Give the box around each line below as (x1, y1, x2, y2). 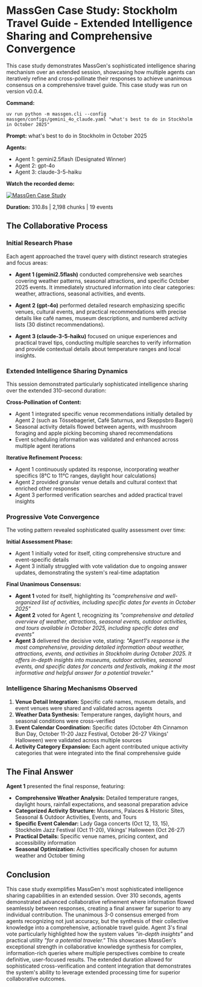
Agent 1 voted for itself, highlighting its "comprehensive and (14, 592, 165, 600)
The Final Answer (6, 766, 74, 777)
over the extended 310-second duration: (6, 386, 107, 394)
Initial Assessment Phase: (6, 538, 73, 546)
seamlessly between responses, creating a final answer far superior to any (6, 905, 192, 912)
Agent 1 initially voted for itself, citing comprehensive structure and (14, 550, 181, 557)
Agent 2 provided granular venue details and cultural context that (14, 478, 177, 485)
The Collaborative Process (6, 221, 109, 231)
